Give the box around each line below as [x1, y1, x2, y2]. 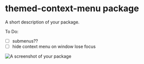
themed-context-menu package [5, 3, 139, 14]
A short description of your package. [5, 19, 80, 25]
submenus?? [12, 38, 38, 44]
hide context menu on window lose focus [12, 43, 96, 49]
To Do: [5, 28, 19, 34]
